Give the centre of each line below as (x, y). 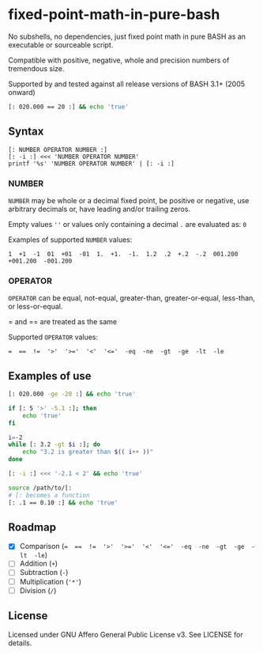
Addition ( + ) (38, 564)
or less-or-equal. (36, 307)
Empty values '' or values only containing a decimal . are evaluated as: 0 (128, 224)
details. (20, 643)
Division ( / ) (38, 590)
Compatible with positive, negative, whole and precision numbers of (119, 60)
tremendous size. (36, 68)
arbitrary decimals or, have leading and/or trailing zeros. (100, 209)
